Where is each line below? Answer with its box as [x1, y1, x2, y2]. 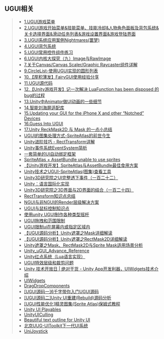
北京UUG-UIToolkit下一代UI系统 [24, 322, 88, 328]
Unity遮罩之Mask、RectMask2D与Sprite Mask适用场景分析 [24, 242, 143, 248]
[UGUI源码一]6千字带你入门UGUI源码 [24, 288, 99, 294]
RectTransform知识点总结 [24, 193, 76, 199]
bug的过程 [24, 92, 45, 98]
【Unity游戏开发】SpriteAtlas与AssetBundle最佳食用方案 [24, 162, 138, 168]
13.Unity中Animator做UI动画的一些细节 [24, 98, 102, 104]
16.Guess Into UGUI [24, 120, 63, 126]
